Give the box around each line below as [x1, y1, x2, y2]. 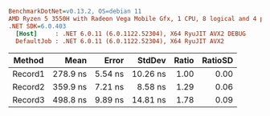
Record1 [12, 69, 46, 80]
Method [13, 55, 44, 66]
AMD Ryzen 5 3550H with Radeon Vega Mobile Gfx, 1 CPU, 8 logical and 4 [8, 14, 257, 22]
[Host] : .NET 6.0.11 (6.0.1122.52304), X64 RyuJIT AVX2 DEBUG [15, 30, 247, 38]
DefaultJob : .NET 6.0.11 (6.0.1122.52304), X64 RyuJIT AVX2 [15, 37, 225, 45]
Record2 [12, 82, 46, 93]
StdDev [137, 55, 166, 66]
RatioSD [202, 55, 234, 66]
